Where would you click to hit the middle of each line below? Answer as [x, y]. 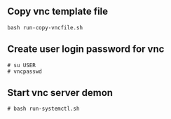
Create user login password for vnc [86, 49]
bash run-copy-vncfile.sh [45, 27]
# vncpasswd [25, 71]
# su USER [22, 65]
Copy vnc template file [58, 12]
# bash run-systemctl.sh [43, 109]
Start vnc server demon [60, 93]
